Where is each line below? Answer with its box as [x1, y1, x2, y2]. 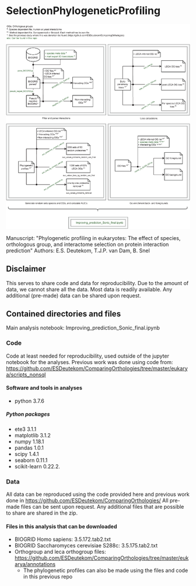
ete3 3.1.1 [14, 426, 37, 433]
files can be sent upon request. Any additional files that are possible [20, 503, 184, 510]
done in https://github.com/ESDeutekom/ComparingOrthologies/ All [6, 497, 169, 504]
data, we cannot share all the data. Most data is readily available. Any [6, 286, 173, 293]
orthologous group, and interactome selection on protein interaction [6, 241, 169, 248]
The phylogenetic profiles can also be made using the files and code [23, 567, 188, 574]
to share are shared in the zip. [6, 509, 78, 516]
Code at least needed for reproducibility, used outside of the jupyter [6, 352, 169, 359]
